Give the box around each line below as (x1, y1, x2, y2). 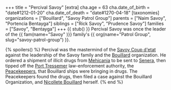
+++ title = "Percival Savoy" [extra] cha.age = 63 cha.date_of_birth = (5, 5, 150, 10)
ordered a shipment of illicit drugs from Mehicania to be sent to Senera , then (5, 57, 166, 63)
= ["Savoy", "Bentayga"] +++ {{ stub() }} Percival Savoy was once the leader (5, 26, 166, 32)
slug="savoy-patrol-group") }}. (5, 37, 70, 43)
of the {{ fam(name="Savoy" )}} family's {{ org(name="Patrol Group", (5, 32, 151, 37)
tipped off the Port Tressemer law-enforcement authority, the (5, 63, 134, 69)
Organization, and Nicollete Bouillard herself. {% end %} (5, 79, 124, 85)
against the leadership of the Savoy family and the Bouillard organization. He (5, 52, 166, 58)
